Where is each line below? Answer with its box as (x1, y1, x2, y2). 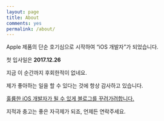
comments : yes (6, 20, 42, 26)
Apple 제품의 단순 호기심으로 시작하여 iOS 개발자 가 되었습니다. (6, 43, 159, 50)
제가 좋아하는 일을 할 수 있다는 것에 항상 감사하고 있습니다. (6, 82, 143, 89)
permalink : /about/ (6, 26, 56, 32)
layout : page (6, 9, 39, 15)
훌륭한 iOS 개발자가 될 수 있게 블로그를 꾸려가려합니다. (6, 95, 135, 102)
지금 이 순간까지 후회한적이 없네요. (6, 69, 87, 77)
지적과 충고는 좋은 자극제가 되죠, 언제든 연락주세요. (6, 108, 126, 116)
